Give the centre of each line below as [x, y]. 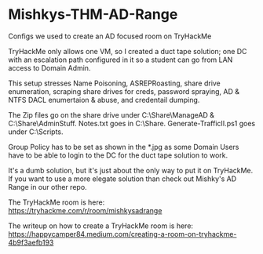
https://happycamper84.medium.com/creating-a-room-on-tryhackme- [122, 234]
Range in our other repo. [48, 187]
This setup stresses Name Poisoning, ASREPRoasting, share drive [115, 83]
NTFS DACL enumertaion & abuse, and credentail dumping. [104, 100]
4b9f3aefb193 [31, 242]
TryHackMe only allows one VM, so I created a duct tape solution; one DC [128, 51]
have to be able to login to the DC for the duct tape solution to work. [118, 155]
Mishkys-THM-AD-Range [93, 15]
